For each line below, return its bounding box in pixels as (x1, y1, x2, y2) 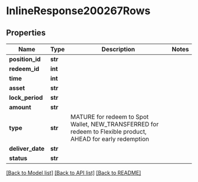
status (9, 154, 28, 162)
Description (101, 45, 136, 53)
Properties (6, 28, 46, 38)
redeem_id (9, 65, 39, 73)
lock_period (9, 93, 43, 102)
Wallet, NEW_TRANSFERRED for (70, 120, 159, 128)
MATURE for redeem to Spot (70, 113, 149, 121)
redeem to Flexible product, (70, 128, 147, 135)
